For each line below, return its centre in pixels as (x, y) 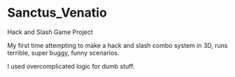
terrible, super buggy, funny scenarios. (63, 53)
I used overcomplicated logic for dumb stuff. (71, 66)
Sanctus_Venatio (57, 13)
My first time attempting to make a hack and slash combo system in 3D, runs (117, 45)
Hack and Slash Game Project (50, 32)
